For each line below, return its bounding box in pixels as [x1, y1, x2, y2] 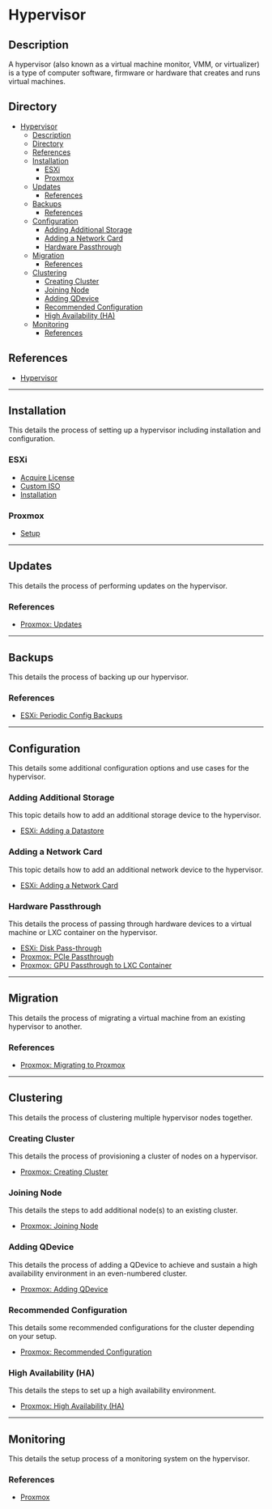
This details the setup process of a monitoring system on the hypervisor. [8, 1454, 250, 1464]
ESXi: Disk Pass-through [19, 943, 102, 953]
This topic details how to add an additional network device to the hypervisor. [8, 865, 264, 874]
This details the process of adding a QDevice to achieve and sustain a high [8, 1260, 257, 1269]
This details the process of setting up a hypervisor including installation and [8, 425, 261, 435]
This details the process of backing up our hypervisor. [8, 672, 189, 682]
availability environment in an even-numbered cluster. [8, 1269, 188, 1278]
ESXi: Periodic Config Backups [19, 711, 123, 720]
